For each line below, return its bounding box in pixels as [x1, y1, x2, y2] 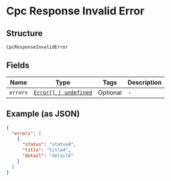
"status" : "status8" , [22, 141, 77, 148]
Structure [6, 28, 43, 38]
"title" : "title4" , [22, 147, 71, 153]
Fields [6, 60, 30, 70]
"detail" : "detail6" [22, 153, 74, 159]
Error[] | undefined [34, 89, 92, 96]
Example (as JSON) [6, 109, 80, 119]
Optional [98, 88, 122, 97]
